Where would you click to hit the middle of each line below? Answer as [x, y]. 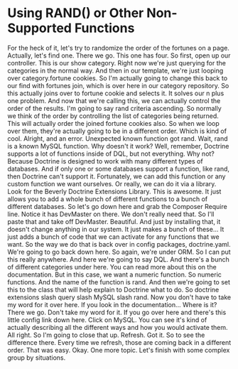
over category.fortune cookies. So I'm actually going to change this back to [118, 78]
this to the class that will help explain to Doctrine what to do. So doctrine [113, 289]
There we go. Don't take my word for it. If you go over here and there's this [117, 312]
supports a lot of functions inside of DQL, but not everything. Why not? [111, 154]
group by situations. [37, 358]
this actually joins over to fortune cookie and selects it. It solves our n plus [116, 93]
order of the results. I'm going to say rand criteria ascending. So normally [114, 108]
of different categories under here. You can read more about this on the [112, 267]
